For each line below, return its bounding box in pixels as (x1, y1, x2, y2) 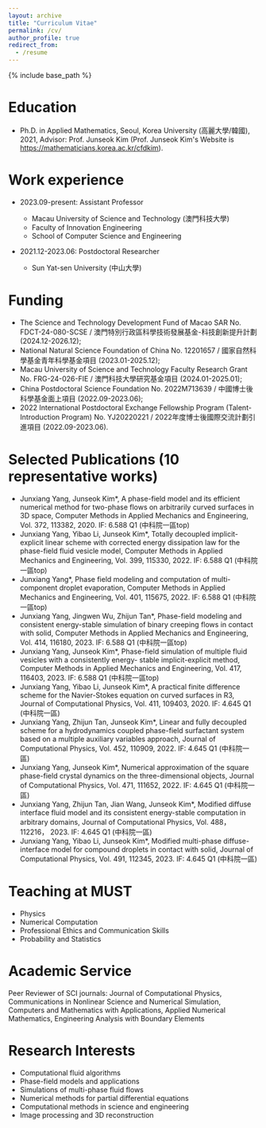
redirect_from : (8, 41, 59, 49)
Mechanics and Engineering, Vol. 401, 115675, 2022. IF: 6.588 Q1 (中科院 (19, 592, 256, 602)
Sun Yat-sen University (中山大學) (31, 263, 142, 272)
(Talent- (226, 403, 253, 412)
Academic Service (8, 962, 133, 980)
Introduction (19, 412, 60, 422)
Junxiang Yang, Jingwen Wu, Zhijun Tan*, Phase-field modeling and (19, 611, 242, 621)
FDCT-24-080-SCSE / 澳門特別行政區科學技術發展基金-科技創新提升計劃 (19, 327, 257, 337)
